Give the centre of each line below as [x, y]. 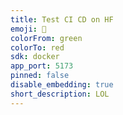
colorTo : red [37, 47]
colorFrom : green [46, 38]
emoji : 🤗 [28, 29]
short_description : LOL [60, 94]
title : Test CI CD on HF [62, 19]
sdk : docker [35, 57]
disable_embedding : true [62, 85]
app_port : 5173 [42, 66]
